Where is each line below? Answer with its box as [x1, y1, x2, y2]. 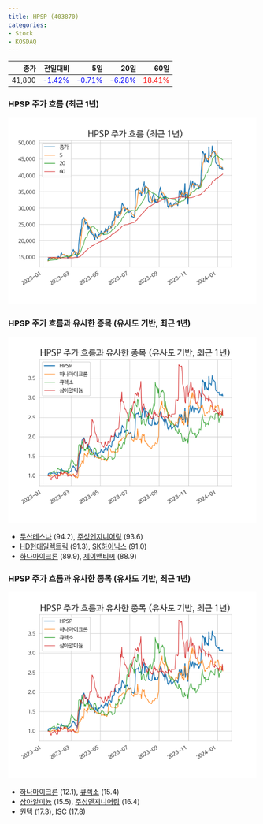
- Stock [8, 29, 34, 37]
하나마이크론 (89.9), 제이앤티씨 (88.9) [19, 552, 137, 561]
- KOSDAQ [8, 38, 37, 46]
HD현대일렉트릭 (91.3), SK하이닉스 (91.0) [19, 542, 147, 551]
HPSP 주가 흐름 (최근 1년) [8, 99, 100, 110]
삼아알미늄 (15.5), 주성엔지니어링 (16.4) [19, 797, 140, 807]
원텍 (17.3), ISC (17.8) [19, 807, 87, 816]
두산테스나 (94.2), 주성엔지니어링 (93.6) [19, 532, 143, 542]
